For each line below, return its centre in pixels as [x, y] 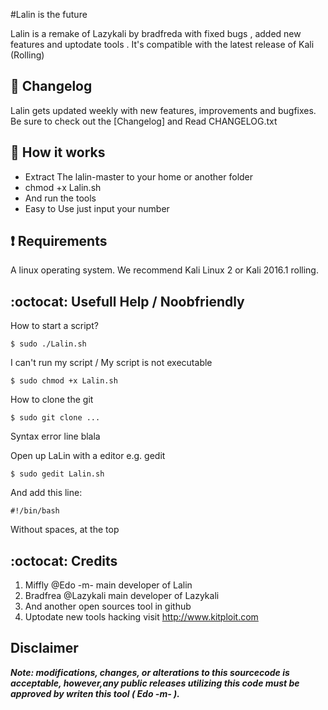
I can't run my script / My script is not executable [111, 363]
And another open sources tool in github [108, 606]
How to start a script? [54, 326]
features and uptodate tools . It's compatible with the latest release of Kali [162, 44]
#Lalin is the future [49, 14]
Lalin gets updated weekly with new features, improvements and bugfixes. [163, 110]
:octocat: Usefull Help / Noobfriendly [127, 301]
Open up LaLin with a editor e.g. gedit [88, 456]
